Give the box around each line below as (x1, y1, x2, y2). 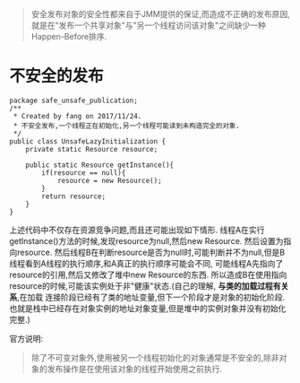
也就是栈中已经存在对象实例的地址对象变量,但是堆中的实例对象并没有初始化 (9, 302, 287, 313)
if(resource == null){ (41, 168, 126, 178)
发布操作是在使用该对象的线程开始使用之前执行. (47, 363, 222, 374)
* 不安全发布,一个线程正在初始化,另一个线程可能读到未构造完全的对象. (13, 121, 240, 130)
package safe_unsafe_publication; (9, 96, 139, 105)
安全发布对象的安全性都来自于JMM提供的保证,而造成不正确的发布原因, (30, 9, 291, 19)
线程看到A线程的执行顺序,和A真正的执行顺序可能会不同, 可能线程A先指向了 (9, 257, 284, 268)
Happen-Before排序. (30, 31, 107, 41)
